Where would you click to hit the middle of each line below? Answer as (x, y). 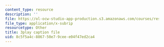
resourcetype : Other (26, 28)
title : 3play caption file (32, 32)
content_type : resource (29, 10)
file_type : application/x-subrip (39, 23)
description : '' (21, 14)
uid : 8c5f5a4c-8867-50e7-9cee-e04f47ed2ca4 (50, 37)
